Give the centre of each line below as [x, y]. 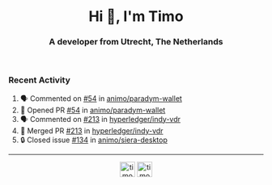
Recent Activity [40, 80]
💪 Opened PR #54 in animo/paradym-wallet [93, 110]
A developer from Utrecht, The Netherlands [136, 42]
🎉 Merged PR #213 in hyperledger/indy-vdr [91, 130]
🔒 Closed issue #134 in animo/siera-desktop [93, 140]
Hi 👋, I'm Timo [136, 17]
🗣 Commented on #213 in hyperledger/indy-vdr [100, 119]
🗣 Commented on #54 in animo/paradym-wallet [101, 98]
